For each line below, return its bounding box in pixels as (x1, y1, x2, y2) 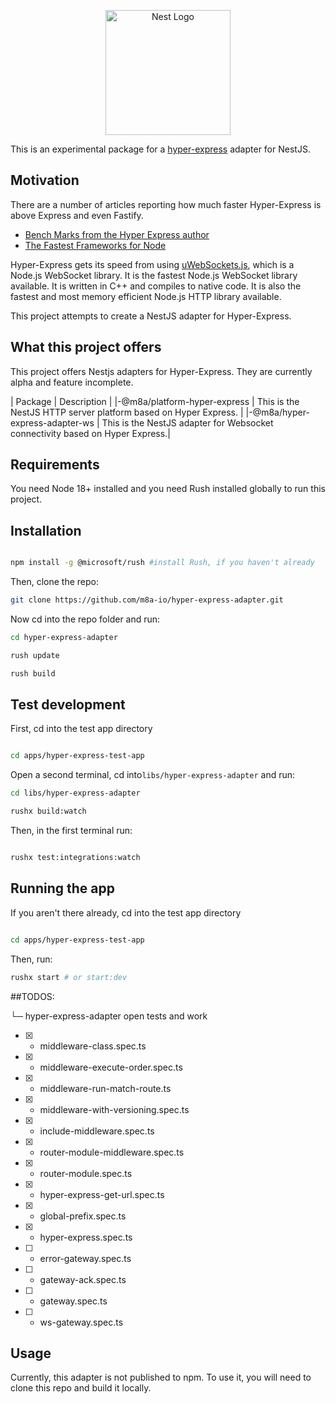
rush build (10, 668, 56, 679)
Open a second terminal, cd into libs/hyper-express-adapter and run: (10, 769, 296, 781)
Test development (10, 696, 126, 714)
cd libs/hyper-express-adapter (10, 788, 141, 799)
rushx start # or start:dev (10, 972, 128, 982)
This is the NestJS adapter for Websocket (101, 416, 274, 429)
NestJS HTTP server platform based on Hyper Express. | (10, 406, 244, 418)
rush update (10, 650, 60, 660)
